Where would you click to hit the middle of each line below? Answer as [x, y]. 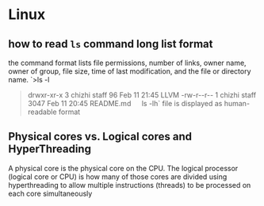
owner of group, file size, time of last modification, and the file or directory [130, 71]
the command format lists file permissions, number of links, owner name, [128, 63]
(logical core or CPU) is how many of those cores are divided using [118, 177]
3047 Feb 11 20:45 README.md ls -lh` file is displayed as [125, 103]
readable [42, 112]
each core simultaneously [50, 193]
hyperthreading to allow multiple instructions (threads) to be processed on [130, 185]
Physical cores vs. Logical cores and [100, 137]
